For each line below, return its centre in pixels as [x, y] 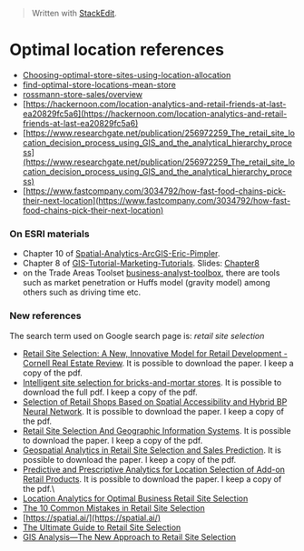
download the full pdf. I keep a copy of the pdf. [110, 392]
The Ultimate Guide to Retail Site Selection [102, 527]
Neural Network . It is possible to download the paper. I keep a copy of [153, 411]
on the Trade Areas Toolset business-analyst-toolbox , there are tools [151, 273]
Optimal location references [117, 50]
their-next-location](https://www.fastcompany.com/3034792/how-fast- [157, 200]
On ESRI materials [49, 234]
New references [45, 316]
